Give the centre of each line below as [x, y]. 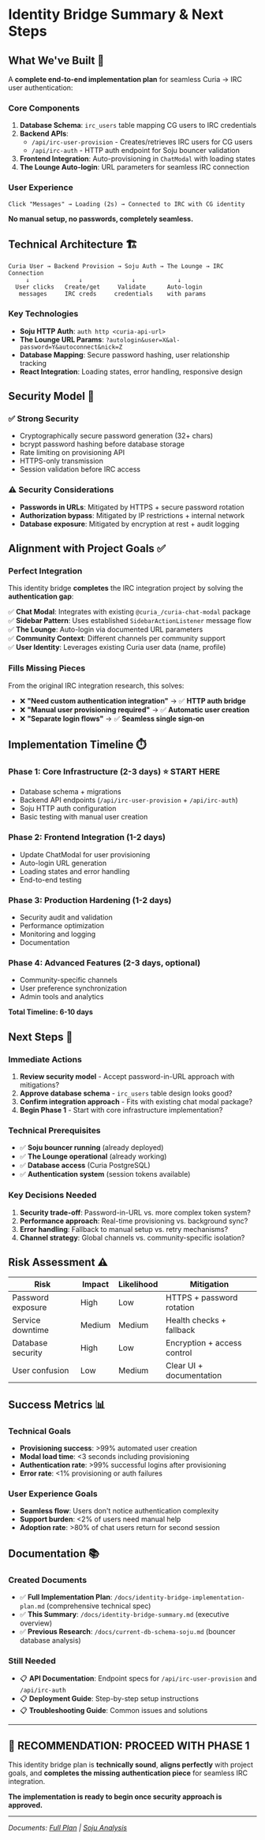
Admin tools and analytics [62, 997]
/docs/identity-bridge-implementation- [179, 1598]
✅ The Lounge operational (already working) [93, 1156]
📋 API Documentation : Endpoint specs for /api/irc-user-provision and [138, 1678]
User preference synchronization [73, 988]
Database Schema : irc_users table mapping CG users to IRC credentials [138, 125]
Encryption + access [203, 1343]
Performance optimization [62, 925]
